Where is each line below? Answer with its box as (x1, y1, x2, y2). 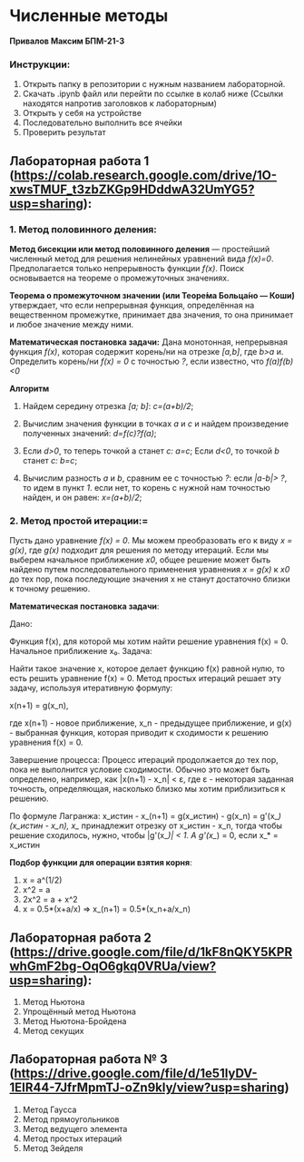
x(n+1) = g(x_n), (9, 700, 69, 711)
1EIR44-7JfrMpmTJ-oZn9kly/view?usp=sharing (9, 1080, 285, 1096)
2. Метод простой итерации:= (9, 514, 149, 527)
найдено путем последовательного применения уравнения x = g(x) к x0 (9, 564, 290, 575)
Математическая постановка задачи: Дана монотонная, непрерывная (9, 337, 289, 347)
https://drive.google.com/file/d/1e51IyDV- (13, 1066, 258, 1081)
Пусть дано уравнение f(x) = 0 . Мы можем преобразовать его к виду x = (9, 535, 293, 546)
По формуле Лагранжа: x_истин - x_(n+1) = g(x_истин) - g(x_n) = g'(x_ (9, 811, 279, 822)
